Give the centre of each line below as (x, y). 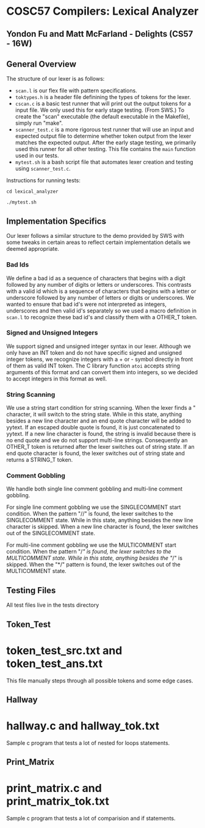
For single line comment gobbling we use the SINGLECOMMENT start (94, 507)
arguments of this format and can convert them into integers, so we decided (102, 372)
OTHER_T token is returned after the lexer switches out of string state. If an (100, 447)
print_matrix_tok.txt (58, 801)
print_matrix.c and (54, 789)
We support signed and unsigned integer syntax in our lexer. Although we (99, 346)
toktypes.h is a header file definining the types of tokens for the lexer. (103, 97)
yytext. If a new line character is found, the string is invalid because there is (101, 434)
